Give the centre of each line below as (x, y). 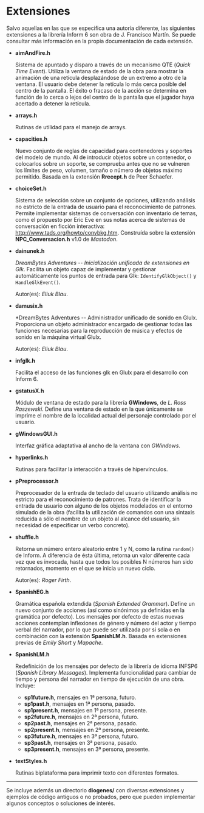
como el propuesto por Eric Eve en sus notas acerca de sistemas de (100, 219)
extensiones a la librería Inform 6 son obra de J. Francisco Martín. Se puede (101, 34)
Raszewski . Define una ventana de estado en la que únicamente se (99, 409)
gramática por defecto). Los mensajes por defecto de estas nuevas (99, 616)
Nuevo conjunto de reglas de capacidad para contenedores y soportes (104, 151)
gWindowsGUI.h (36, 433)
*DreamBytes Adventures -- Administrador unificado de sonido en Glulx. (106, 318)
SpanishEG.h (32, 592)
